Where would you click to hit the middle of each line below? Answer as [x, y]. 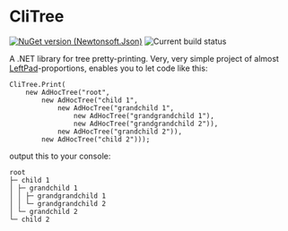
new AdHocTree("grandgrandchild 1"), [144, 115]
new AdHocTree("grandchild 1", [116, 108]
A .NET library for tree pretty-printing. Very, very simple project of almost [144, 58]
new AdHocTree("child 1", [90, 100]
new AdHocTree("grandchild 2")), [119, 132]
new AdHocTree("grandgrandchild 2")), [146, 124]
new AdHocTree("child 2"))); [96, 139]
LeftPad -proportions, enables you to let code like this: [109, 68]
